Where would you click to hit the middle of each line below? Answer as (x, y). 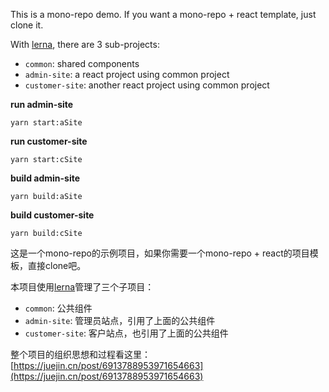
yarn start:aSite (46, 123)
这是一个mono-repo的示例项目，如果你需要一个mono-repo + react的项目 (160, 253)
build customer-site (52, 215)
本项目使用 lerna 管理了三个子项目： (82, 287)
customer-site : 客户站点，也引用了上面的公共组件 (126, 333)
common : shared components (82, 63)
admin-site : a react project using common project (127, 74)
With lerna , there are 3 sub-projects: (85, 44)
